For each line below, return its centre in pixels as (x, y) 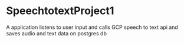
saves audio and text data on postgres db (57, 33)
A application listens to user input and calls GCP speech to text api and (92, 27)
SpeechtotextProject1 (60, 11)
